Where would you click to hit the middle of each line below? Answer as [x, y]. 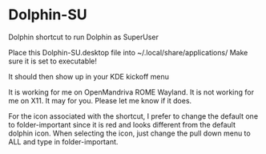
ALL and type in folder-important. [63, 141]
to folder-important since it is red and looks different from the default [122, 124]
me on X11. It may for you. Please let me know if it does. [100, 100]
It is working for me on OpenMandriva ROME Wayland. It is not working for [131, 92]
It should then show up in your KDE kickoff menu [89, 76]
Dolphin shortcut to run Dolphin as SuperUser [83, 37]
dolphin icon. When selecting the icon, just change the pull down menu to [129, 133]
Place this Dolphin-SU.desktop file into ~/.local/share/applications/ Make [128, 52]
